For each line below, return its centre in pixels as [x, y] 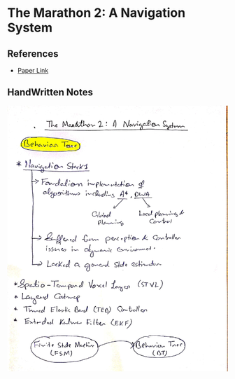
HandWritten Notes [50, 92]
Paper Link [33, 70]
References [33, 54]
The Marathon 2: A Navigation [97, 13]
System [30, 28]
